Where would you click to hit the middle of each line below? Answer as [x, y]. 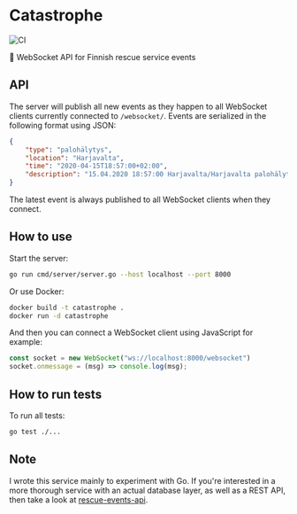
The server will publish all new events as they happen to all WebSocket [138, 106]
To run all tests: [37, 416]
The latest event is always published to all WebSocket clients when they [140, 199]
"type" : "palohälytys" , [69, 150]
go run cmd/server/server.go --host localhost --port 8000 [120, 274]
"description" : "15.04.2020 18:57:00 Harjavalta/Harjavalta [138, 175]
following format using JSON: [63, 125]
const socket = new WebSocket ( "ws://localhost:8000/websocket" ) [130, 358]
